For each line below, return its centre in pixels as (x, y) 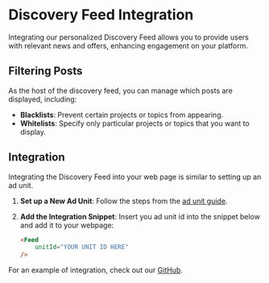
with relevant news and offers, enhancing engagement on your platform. (128, 45)
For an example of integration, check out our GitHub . (96, 270)
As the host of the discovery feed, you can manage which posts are (121, 90)
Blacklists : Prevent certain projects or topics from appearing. (122, 114)
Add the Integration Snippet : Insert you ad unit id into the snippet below (140, 216)
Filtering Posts (46, 71)
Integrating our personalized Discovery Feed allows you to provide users (129, 37)
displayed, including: (43, 99)
